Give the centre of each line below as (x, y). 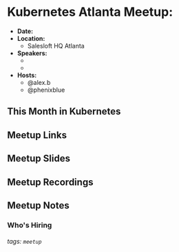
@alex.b (39, 82)
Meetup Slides (39, 158)
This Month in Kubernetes (64, 112)
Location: (31, 38)
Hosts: (27, 75)
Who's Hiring (30, 225)
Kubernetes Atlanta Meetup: (90, 12)
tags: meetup (24, 242)
